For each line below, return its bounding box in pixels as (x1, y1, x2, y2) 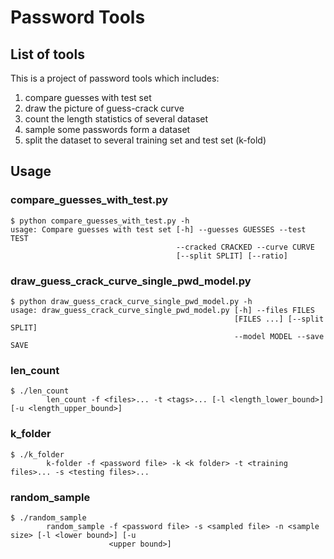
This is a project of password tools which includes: (10, 72, 220, 84)
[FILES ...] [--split (233, 314, 325, 324)
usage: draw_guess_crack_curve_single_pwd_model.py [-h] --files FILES (10, 305, 315, 315)
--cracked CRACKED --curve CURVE (175, 242, 315, 252)
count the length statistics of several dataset (24, 113, 209, 125)
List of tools (10, 46, 85, 63)
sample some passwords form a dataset (24, 124, 191, 135)
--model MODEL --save (233, 331, 325, 341)
